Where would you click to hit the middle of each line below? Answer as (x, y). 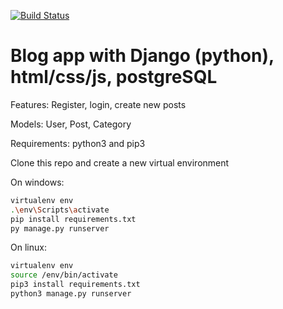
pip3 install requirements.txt (75, 285)
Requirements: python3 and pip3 (78, 143)
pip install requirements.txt (73, 219)
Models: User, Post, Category (71, 124)
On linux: (28, 247)
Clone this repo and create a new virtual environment (120, 162)
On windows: (37, 182)
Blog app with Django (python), (142, 56)
